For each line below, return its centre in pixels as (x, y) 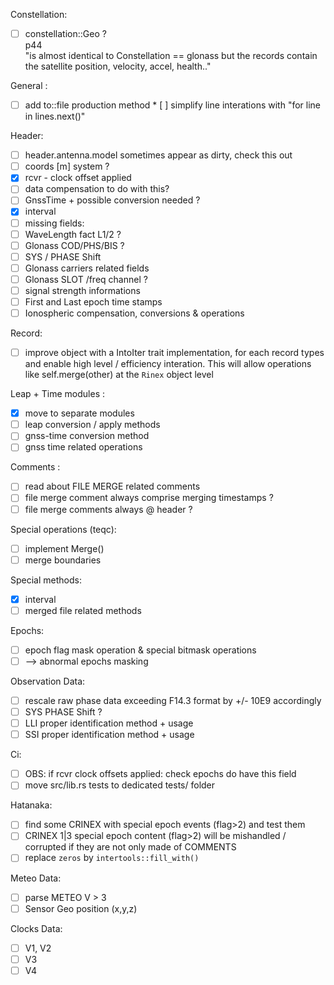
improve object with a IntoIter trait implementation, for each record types (174, 353)
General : (29, 86)
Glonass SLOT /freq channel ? (86, 279)
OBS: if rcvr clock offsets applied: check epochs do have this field (160, 774)
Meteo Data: (36, 878)
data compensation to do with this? (97, 189)
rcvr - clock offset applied (78, 178)
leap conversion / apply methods (92, 425)
